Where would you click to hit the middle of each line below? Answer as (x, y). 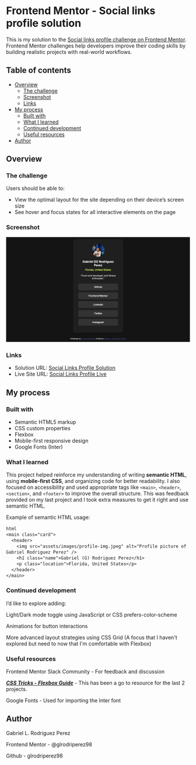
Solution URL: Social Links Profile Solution (65, 368)
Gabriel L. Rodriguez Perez (38, 733)
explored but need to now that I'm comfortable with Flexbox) (79, 644)
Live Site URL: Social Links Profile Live (60, 374)
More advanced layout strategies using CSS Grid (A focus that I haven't (92, 637)
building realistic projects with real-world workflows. (69, 52)
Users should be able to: (36, 188)
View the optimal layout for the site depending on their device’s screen (99, 200)
